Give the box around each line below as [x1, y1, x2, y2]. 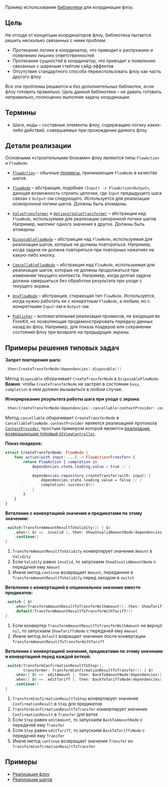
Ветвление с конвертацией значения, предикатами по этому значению [5, 648, 163, 654]
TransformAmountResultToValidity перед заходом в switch [12, 575, 134, 581]
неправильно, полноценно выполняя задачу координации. [5, 94, 131, 100]
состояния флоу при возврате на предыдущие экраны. [12, 329, 130, 335]
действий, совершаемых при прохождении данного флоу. [24, 127, 148, 133]
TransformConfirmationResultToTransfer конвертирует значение [12, 706, 147, 712]
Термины [5, 109, 36, 117]
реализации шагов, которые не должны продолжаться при [12, 267, 139, 273]
